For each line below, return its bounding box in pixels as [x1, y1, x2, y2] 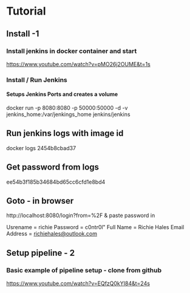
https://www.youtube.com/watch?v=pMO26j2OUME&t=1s [6, 60, 151, 67]
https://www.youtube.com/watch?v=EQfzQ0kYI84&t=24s [6, 280, 151, 287]
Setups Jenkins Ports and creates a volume [6, 91, 118, 98]
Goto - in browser [6, 196, 74, 206]
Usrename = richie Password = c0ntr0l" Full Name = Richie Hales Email [6, 224, 185, 231]
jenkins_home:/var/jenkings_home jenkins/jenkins [6, 111, 131, 118]
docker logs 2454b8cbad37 [6, 144, 76, 151]
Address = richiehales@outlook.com [6, 230, 97, 238]
